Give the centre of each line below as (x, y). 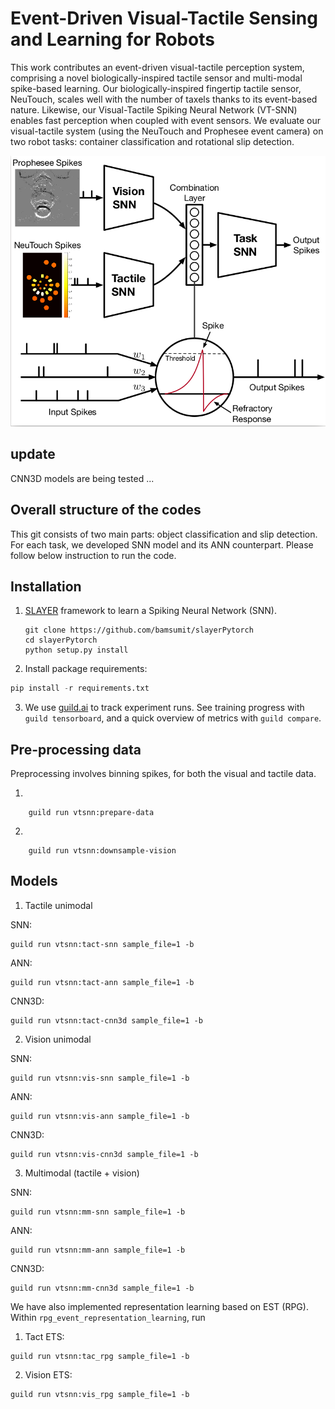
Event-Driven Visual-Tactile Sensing (164, 18)
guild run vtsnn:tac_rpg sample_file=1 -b (100, 1356)
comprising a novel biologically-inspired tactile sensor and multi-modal (156, 78)
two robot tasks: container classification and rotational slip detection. (152, 141)
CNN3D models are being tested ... (82, 478)
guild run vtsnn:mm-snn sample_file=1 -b (98, 1212)
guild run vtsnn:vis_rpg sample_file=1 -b (100, 1394)
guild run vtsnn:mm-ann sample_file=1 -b (98, 1250)
